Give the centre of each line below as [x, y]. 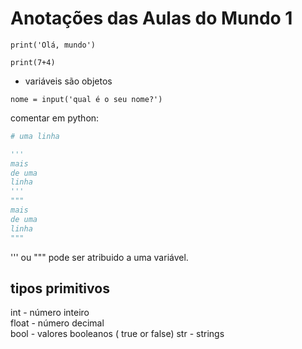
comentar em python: [55, 118]
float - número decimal [57, 323]
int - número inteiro [50, 313]
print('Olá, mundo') [53, 45]
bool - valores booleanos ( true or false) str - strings [117, 334]
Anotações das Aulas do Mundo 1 [151, 18]
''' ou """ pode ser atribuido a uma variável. [99, 257]
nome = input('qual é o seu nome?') [86, 99]
